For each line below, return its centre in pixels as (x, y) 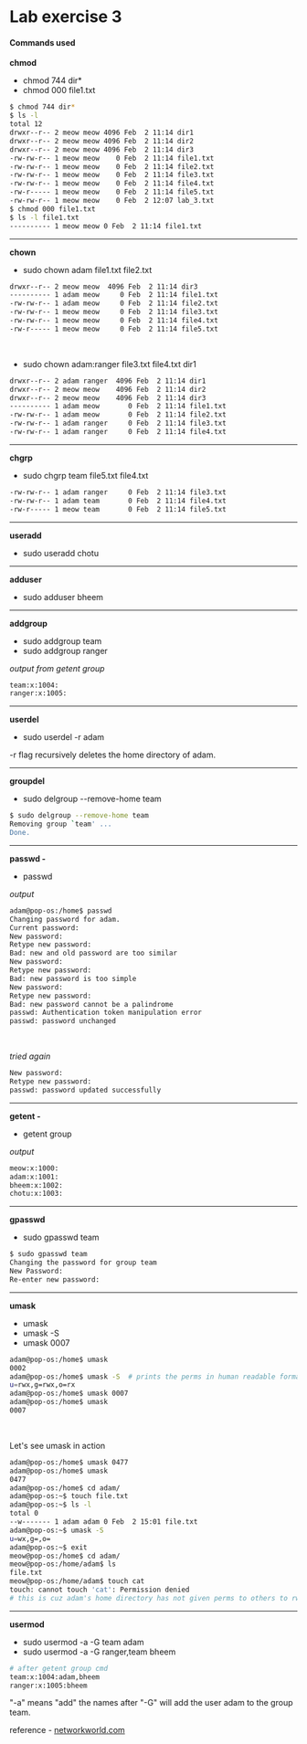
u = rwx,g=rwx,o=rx (42, 1385)
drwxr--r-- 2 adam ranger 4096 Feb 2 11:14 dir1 (108, 381)
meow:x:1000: (34, 1168)
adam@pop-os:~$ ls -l (51, 1505)
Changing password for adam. (65, 919)
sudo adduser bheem (63, 597)
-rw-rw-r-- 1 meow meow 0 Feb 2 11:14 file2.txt (112, 166)
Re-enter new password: (55, 1279)
